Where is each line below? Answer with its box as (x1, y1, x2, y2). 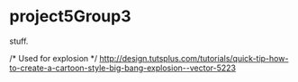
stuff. (9, 36, 29, 46)
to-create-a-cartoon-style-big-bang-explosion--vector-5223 (9, 62, 237, 73)
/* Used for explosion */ (9, 53, 98, 63)
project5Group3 (9, 6, 132, 27)
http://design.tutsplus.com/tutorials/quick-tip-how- (99, 53, 289, 63)
